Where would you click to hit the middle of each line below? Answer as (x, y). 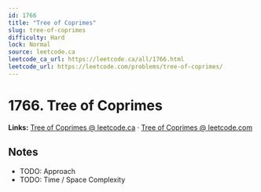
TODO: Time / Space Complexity (72, 179)
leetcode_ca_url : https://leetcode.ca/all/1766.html (96, 60)
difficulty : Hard (37, 37)
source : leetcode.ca (42, 52)
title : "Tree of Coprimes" (52, 23)
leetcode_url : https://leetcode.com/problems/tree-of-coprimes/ (116, 67)
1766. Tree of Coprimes (85, 105)
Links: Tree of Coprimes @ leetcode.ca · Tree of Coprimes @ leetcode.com (130, 127)
